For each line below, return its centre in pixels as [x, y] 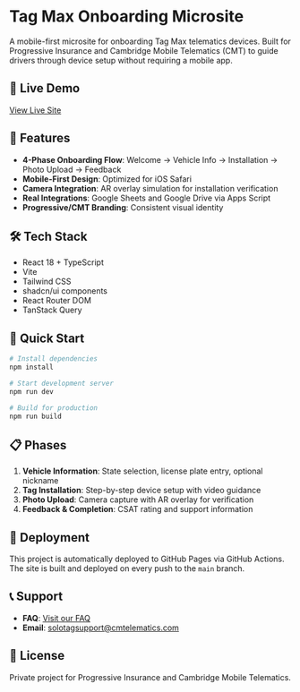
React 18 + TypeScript [63, 262]
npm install [31, 367]
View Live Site [35, 110]
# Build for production [54, 408]
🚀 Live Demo [45, 88]
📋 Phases [38, 445]
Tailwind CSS [47, 282]
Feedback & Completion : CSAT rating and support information [137, 509]
